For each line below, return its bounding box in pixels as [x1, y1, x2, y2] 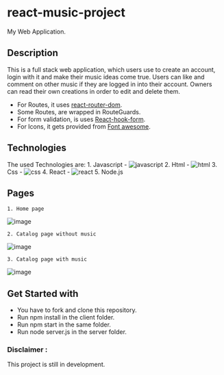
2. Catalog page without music [7, 231, 97, 237]
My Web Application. [7, 27, 66, 36]
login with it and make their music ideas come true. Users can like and [7, 73, 205, 81]
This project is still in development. [7, 361, 105, 369]
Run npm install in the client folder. [16, 313, 115, 322]
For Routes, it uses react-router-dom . [16, 101, 123, 109]
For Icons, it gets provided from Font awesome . [16, 122, 151, 131]
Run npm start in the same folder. [16, 320, 112, 329]
